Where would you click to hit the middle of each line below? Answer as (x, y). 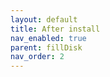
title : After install (55, 29)
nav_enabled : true (48, 38)
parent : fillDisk (46, 47)
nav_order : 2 (37, 57)
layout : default (44, 19)
